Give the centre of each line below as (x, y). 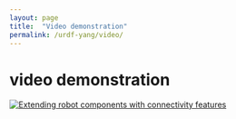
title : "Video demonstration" (69, 26)
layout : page (34, 18)
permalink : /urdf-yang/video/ (67, 35)
